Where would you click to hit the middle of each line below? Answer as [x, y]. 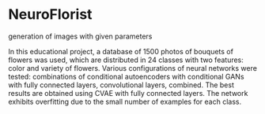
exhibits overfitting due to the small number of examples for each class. [125, 101]
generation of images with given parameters [80, 36]
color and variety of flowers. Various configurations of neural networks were [132, 68]
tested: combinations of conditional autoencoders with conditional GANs [126, 76]
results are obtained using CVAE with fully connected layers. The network [128, 93]
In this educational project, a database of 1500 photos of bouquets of [121, 51]
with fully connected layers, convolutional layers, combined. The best [121, 85]
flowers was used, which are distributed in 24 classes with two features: [126, 60]
